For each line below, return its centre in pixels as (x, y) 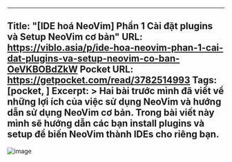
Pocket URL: (106, 70)
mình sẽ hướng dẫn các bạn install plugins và (106, 124)
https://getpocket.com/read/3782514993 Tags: (112, 80)
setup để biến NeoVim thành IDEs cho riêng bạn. (113, 135)
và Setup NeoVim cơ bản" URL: (75, 37)
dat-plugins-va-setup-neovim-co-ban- (94, 58)
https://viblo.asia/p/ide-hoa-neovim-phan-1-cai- (115, 48)
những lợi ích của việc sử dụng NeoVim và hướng (114, 102)
